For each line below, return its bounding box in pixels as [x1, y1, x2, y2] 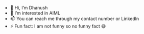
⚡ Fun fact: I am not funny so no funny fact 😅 [10, 23, 106, 29]
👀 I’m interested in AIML [10, 10, 60, 16]
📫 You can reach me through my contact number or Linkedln [10, 15, 139, 21]
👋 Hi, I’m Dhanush [10, 5, 48, 10]
